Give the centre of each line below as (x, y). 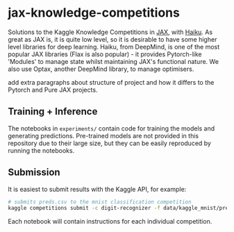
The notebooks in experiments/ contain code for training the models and (111, 128)
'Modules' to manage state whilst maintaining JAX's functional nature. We (114, 61)
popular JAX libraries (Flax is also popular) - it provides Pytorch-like (105, 54)
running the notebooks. (41, 150)
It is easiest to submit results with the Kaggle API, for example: (97, 189)
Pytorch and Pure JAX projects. (53, 90)
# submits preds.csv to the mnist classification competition (100, 202)
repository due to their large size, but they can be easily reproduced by (109, 143)
